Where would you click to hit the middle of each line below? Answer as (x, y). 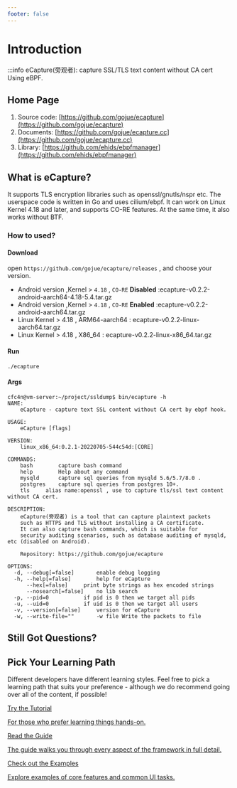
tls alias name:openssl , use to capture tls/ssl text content (122, 490)
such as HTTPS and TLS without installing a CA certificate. (112, 523)
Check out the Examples (43, 763)
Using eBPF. (26, 78)
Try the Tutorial (29, 708)
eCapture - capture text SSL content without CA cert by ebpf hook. (123, 410)
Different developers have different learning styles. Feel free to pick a (109, 679)
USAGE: (17, 422)
